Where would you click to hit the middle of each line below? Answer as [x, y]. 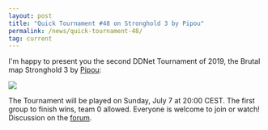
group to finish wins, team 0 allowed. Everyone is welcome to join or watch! [134, 109]
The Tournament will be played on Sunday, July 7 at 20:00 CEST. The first [132, 101]
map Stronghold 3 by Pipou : [55, 70]
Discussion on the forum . [50, 118]
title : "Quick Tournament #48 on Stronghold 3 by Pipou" [106, 23]
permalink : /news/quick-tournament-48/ [76, 31]
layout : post [30, 16]
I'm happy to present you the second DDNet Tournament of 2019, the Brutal [134, 61]
